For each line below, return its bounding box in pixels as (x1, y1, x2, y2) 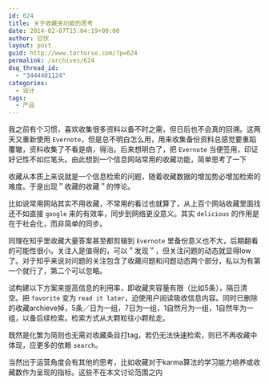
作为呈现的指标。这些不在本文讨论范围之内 (22, 367, 163, 378)
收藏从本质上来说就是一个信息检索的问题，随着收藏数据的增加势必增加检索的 (8, 172, 261, 182)
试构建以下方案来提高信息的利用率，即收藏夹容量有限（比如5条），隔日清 (8, 283, 248, 293)
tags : (8, 94, 26, 102)
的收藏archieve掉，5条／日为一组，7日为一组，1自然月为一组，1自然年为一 (8, 303, 254, 313)
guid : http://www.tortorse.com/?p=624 (8, 49, 138, 57)
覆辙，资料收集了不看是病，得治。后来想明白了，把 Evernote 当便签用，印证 (8, 145, 259, 154)
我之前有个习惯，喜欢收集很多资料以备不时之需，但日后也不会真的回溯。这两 (8, 125, 261, 134)
